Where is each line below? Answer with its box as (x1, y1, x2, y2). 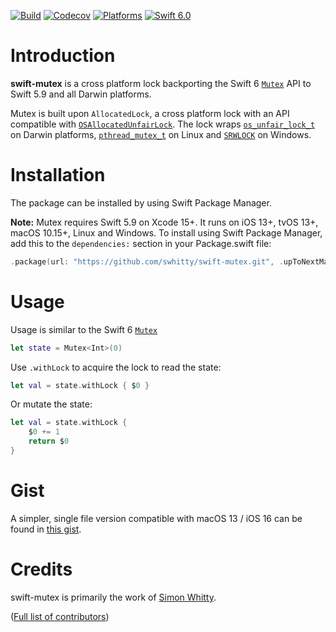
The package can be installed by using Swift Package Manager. (10, 196, 272, 209)
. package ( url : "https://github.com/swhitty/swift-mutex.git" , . (10, 256, 284, 267)
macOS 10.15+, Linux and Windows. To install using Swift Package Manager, (10, 226, 323, 239)
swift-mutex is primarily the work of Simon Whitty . (10, 591, 217, 603)
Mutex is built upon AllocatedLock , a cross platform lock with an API (10, 107, 290, 119)
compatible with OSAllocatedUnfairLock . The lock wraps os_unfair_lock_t (10, 118, 316, 130)
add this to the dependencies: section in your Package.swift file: (10, 237, 272, 249)
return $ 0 (28, 436, 70, 447)
